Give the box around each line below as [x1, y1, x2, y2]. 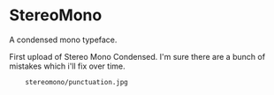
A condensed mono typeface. [9, 34, 118, 45]
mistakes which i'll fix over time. [9, 61, 126, 71]
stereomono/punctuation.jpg [25, 77, 128, 86]
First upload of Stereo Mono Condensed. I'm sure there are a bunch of [9, 51, 266, 62]
